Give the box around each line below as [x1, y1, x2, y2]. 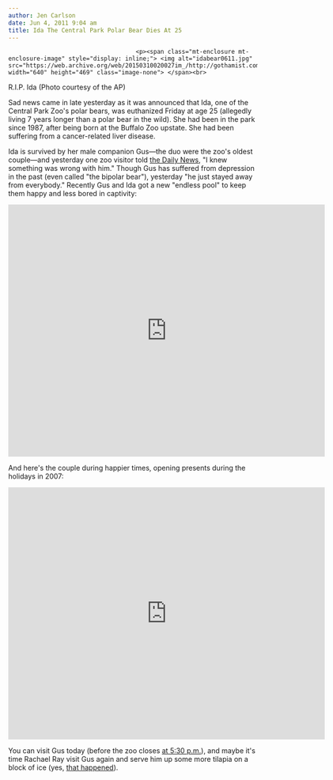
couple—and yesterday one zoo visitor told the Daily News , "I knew [8, 155, 228, 165]
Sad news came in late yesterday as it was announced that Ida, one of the [8, 98, 249, 108]
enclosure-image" [8, 55, 66, 63]
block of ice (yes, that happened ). [8, 763, 119, 772]
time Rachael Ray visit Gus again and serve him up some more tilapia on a [8, 755, 249, 764]
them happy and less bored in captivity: [8, 189, 137, 199]
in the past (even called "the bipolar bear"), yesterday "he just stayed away [8, 172, 253, 182]
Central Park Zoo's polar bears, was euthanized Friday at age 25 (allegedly [8, 106, 252, 115]
